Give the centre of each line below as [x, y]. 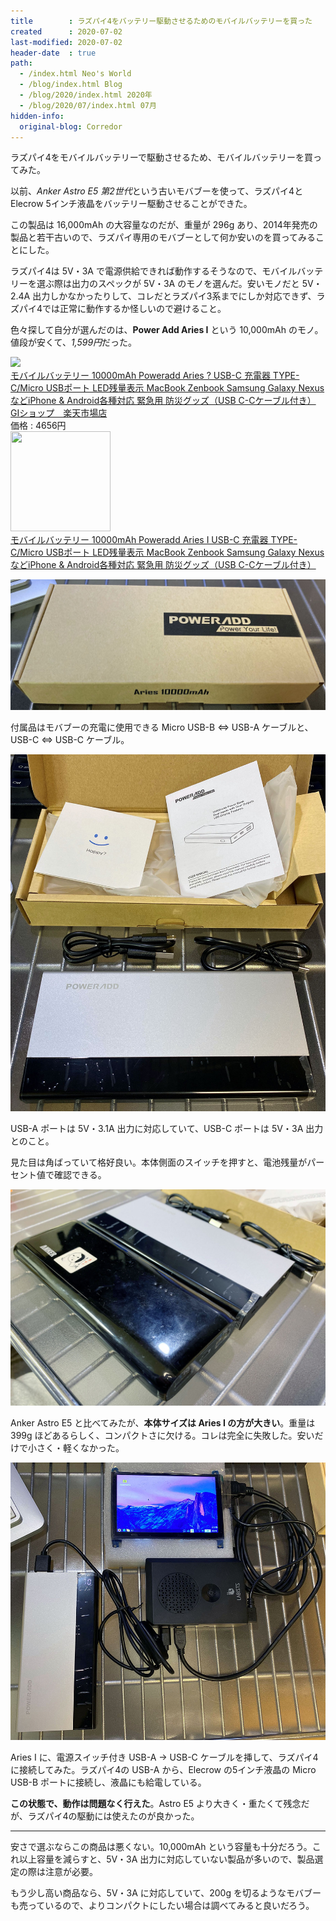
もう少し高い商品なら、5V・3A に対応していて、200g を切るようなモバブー [166, 1893]
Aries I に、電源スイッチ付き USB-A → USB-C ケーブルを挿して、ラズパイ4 [164, 1757]
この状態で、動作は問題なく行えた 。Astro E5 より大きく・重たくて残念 [156, 1804]
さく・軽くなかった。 [80, 1448]
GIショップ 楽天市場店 [59, 413]
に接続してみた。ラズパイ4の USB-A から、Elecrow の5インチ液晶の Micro [163, 1770]
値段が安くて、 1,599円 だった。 [74, 342]
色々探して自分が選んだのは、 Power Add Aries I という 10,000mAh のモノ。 [167, 330]
